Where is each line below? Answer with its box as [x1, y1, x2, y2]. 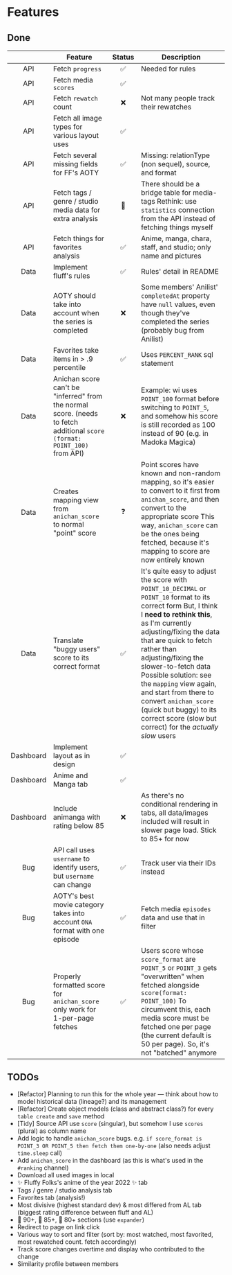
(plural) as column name [17, 1127, 86, 1135]
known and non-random [141, 468, 221, 478]
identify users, [52, 863, 100, 872]
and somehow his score [141, 412, 219, 421]
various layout [52, 131, 99, 140]
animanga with [52, 812, 101, 822]
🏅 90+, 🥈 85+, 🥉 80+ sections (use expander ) [17, 1215, 145, 1224]
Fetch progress [52, 64, 102, 73]
